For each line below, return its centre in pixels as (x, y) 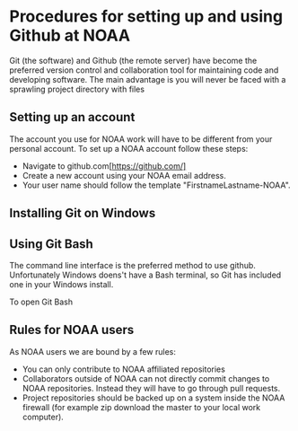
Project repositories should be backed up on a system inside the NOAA (153, 398)
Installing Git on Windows (83, 213)
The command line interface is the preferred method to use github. (132, 265)
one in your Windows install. (61, 284)
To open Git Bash (41, 302)
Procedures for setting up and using (146, 17)
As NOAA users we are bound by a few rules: (93, 351)
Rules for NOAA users (72, 330)
